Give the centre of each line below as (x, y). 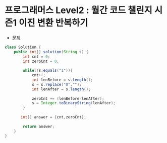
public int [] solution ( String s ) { (51, 52)
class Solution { (23, 47)
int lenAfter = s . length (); (61, 89)
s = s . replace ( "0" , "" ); (57, 84)
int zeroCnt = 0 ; (41, 61)
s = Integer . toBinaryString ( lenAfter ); (73, 103)
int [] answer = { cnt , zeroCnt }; (53, 117)
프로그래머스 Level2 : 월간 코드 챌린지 (78, 10)
